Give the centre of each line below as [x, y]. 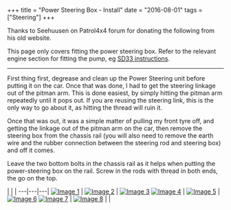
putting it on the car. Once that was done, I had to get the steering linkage [111, 86]
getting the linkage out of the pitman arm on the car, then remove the [105, 128]
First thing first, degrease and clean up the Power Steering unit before [106, 78]
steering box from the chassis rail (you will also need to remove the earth [110, 136]
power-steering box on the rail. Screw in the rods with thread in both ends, [112, 171]
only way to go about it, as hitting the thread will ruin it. [85, 107]
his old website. [29, 38]
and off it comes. [31, 150]
